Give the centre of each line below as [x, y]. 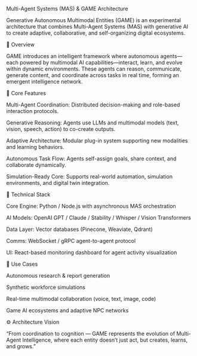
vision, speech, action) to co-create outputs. [61, 129]
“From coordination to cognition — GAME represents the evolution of [91, 334]
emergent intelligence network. [44, 81]
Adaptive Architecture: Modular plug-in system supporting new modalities [97, 141]
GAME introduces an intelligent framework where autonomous [83, 56]
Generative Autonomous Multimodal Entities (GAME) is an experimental [93, 20]
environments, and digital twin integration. [58, 183]
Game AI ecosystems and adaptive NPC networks [67, 310]
